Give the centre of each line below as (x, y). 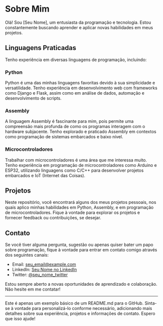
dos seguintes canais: (27, 255)
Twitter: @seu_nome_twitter (40, 275)
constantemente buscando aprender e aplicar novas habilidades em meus (79, 27)
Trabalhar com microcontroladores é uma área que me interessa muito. (76, 160)
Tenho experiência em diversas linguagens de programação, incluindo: (76, 60)
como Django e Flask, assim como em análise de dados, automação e (75, 93)
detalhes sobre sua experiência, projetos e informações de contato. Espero (80, 313)
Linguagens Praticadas (41, 48)
